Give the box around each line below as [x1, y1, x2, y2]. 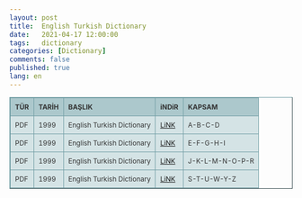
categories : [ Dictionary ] [9, 47, 106, 56]
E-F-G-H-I [187, 138, 226, 148]
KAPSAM [187, 102, 218, 112]
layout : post [9, 13, 58, 22]
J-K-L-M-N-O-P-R [187, 156, 254, 166]
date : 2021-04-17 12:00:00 [9, 30, 119, 39]
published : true [9, 64, 70, 73]
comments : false [9, 55, 70, 64]
